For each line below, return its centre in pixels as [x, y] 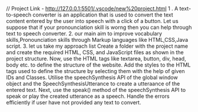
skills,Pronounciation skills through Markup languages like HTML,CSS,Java [97, 40]
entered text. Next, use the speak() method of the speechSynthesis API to [96, 90]
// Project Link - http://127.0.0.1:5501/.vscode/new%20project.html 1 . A [92, 9]
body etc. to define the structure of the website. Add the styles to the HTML [98, 65]
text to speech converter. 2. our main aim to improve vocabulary [84, 34]
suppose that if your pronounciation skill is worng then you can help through [99, 27]
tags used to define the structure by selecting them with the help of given [95, 71]
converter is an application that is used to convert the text [103, 15]
